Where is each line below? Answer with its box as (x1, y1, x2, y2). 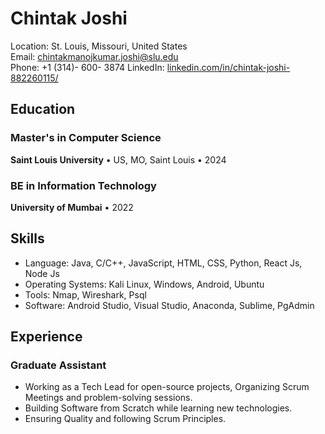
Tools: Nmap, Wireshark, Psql (24, 288, 147, 301)
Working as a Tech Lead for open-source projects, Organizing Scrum (24, 381, 310, 393)
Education (10, 101, 76, 118)
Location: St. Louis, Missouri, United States (10, 40, 188, 52)
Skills (10, 230, 45, 247)
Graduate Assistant (10, 358, 107, 372)
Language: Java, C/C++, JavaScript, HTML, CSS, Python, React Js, (24, 257, 303, 269)
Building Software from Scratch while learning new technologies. (24, 402, 293, 414)
